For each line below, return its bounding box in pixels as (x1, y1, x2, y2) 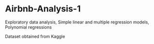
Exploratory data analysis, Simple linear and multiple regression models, (5, 19, 149, 25)
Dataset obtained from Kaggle (5, 33, 66, 39)
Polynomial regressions (5, 24, 52, 30)
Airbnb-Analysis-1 (5, 3, 81, 14)
